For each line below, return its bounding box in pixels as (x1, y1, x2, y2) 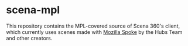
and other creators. (6, 34, 53, 41)
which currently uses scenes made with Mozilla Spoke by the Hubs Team (6, 28, 183, 35)
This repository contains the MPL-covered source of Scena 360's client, (6, 22, 180, 29)
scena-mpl (6, 3, 60, 17)
